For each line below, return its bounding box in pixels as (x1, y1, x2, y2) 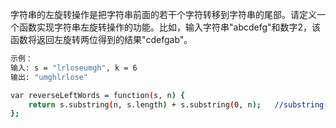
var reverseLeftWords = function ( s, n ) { (10, 90, 186, 100)
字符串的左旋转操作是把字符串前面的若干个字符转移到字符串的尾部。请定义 (10, 9, 317, 20)
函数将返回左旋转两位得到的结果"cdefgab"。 (10, 34, 193, 45)
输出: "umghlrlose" (10, 72, 89, 82)
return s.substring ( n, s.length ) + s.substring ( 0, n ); (28, 99, 262, 110)
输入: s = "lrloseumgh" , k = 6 (10, 63, 138, 73)
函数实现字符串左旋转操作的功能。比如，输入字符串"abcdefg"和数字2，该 (18, 21, 322, 33)
